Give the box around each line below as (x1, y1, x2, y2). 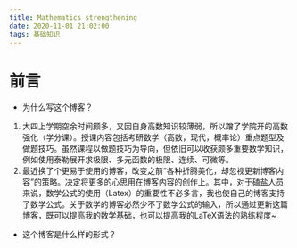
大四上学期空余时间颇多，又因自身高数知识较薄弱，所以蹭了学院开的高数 (21, 121, 288, 132)
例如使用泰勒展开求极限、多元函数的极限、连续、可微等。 (21, 154, 234, 165)
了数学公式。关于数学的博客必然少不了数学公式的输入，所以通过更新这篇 (21, 199, 288, 210)
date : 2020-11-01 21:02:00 (9, 21, 110, 30)
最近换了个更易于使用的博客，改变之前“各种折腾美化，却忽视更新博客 (21, 166, 276, 177)
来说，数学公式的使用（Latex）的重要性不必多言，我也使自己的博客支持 (21, 188, 285, 199)
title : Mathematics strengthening (9, 12, 138, 22)
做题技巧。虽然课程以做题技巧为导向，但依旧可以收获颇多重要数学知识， (21, 144, 288, 154)
